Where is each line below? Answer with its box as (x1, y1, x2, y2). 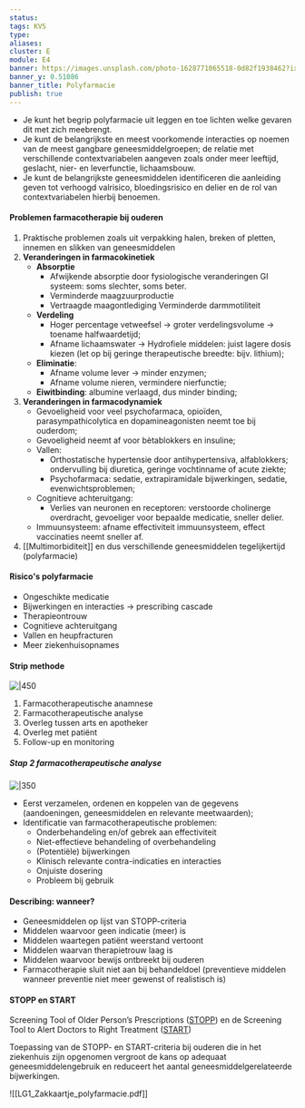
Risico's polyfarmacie (9, 571, 93, 582)
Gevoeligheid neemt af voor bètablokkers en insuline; (35, 435, 236, 446)
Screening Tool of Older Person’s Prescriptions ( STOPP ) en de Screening (9, 1015, 282, 1025)
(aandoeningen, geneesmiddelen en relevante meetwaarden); (22, 808, 254, 819)
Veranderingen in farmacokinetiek (22, 251, 155, 262)
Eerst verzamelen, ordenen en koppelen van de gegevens (22, 798, 239, 809)
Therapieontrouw (22, 610, 88, 622)
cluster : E (9, 47, 51, 56)
